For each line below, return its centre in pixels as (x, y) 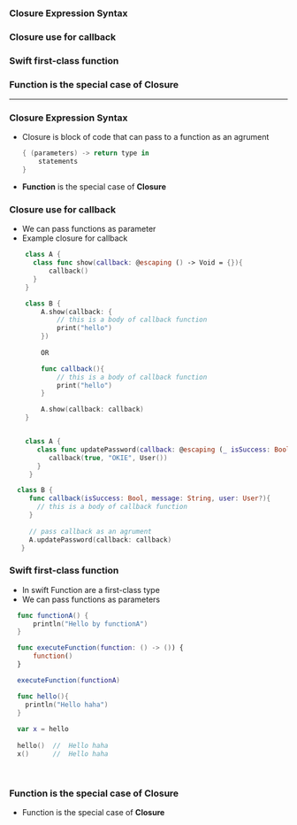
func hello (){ (43, 696)
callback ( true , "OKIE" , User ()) (108, 458)
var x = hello (43, 729)
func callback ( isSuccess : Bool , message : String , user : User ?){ (150, 498)
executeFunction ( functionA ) (69, 680)
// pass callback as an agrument (90, 531)
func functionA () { (53, 615)
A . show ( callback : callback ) (92, 410)
